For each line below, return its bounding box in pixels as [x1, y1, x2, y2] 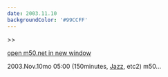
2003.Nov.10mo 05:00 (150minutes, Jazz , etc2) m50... [7, 62, 161, 70]
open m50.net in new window [7, 49, 91, 57]
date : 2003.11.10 [7, 10, 57, 17]
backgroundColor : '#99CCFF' [7, 16, 88, 23]
